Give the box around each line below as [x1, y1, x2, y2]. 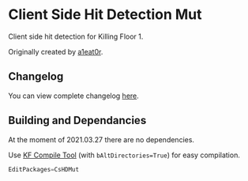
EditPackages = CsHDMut [8, 165, 80, 173]
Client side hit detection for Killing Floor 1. [8, 32, 144, 41]
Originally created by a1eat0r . [8, 47, 103, 56]
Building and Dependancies [8, 114, 147, 127]
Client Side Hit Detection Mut [8, 6, 203, 24]
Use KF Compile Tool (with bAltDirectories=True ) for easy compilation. [8, 150, 241, 160]
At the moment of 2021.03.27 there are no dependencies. [8, 134, 195, 144]
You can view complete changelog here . [8, 91, 140, 100]
